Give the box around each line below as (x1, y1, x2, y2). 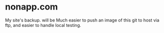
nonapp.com (5, 1, 58, 12)
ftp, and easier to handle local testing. (5, 22, 81, 28)
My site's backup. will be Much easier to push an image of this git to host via (5, 17, 160, 23)
